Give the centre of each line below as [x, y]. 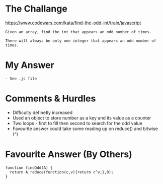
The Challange [36, 9]
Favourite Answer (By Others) [69, 154]
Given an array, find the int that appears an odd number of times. [78, 32]
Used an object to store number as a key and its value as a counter [82, 118]
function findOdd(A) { [29, 168]
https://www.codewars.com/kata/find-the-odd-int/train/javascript [73, 23]
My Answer [30, 65]
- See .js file [21, 79]
